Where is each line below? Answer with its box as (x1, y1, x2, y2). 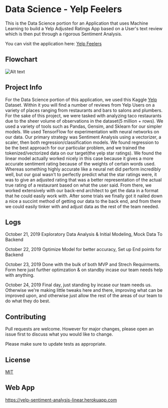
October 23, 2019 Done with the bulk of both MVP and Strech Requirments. (5, 262, 160, 268)
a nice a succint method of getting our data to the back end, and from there (5, 198, 161, 204)
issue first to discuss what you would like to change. (5, 331, 113, 338)
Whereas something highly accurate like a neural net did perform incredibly (5, 166, 161, 172)
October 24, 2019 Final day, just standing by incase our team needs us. (5, 282, 152, 288)
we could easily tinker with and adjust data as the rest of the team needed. (5, 203, 159, 209)
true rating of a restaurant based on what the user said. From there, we (5, 182, 152, 188)
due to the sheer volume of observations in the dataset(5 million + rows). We (5, 118, 164, 124)
